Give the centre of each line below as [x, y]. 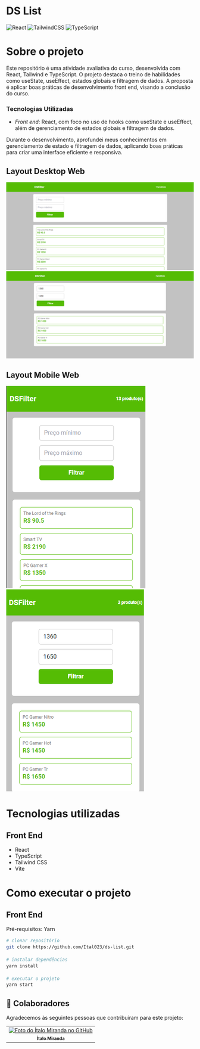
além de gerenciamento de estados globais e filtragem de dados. [95, 128]
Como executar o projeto [69, 893]
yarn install [22, 966]
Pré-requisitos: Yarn [31, 929]
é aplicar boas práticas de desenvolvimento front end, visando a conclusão [98, 87]
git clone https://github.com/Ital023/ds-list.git [70, 947]
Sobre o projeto [45, 52]
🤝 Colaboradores [38, 1003]
